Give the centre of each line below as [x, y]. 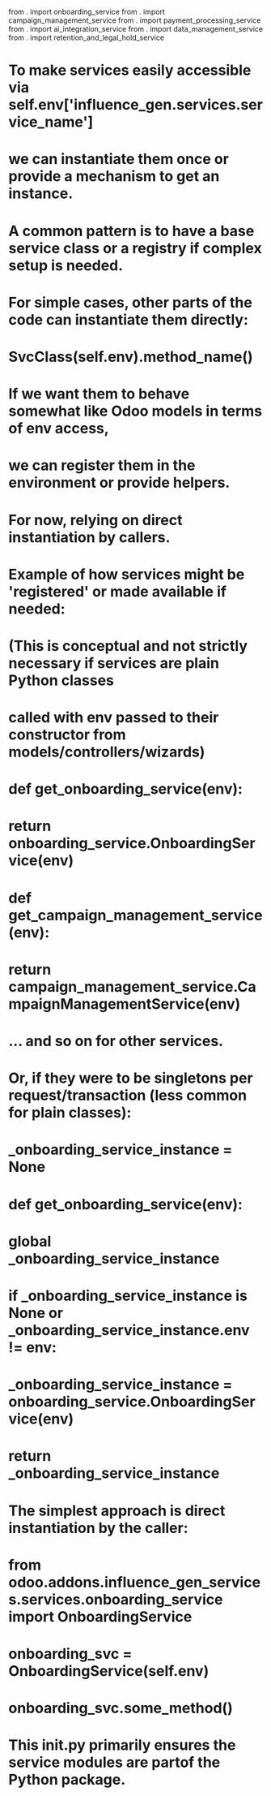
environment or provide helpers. [119, 483]
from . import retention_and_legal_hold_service [86, 37]
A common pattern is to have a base [131, 231]
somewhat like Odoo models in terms [135, 411]
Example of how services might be [127, 574]
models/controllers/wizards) [107, 752]
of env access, [59, 429]
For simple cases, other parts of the [130, 302]
